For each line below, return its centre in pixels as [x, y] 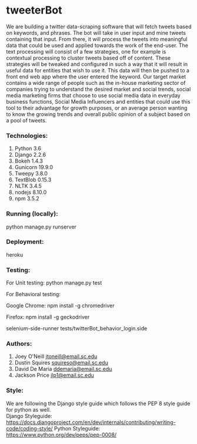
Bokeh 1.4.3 [29, 161]
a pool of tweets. [26, 120]
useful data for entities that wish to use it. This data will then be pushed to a [98, 70]
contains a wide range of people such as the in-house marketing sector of [96, 82]
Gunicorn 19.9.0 [34, 167]
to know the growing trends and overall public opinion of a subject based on [98, 114]
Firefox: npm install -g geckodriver [48, 317]
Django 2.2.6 [30, 155]
